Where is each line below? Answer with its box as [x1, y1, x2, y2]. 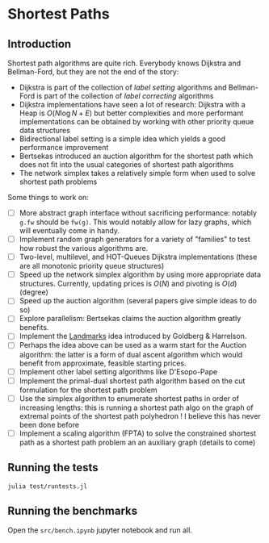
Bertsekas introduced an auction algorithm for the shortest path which [19, 151, 254, 161]
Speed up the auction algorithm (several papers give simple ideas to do [19, 296, 258, 306]
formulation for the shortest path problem [19, 385, 158, 395]
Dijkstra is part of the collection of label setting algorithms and [19, 82, 227, 92]
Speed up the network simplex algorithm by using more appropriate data [19, 269, 262, 279]
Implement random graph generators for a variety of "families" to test [19, 235, 251, 244]
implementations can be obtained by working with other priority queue [19, 117, 254, 126]
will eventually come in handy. [19, 226, 120, 236]
